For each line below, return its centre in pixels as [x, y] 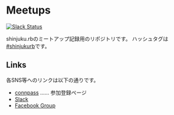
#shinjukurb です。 [28, 46]
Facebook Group [35, 105]
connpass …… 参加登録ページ [50, 93]
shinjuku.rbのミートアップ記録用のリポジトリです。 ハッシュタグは [87, 38]
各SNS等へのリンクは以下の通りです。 [52, 80]
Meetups [29, 10]
